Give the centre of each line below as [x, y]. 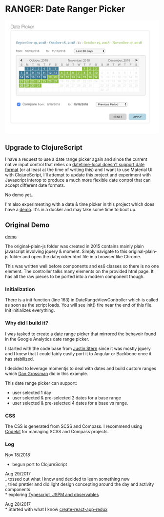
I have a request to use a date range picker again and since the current [76, 159]
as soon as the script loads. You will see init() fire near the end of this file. [79, 305]
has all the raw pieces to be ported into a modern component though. [75, 277]
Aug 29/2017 [18, 474]
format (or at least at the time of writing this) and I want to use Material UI [79, 170]
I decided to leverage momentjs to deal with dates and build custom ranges [81, 368]
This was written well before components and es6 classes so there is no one [82, 266]
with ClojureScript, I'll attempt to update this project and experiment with [78, 175]
